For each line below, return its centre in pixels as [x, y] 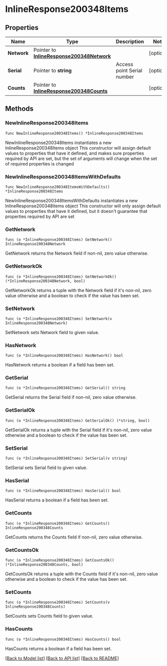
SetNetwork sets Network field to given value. [52, 332]
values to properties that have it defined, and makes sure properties [75, 153]
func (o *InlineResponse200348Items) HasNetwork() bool [64, 356]
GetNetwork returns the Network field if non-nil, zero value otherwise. [77, 253]
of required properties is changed [40, 164]
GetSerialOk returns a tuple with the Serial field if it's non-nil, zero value [79, 430]
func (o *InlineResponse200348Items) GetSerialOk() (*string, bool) [78, 420]
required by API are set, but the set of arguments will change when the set [81, 159]
